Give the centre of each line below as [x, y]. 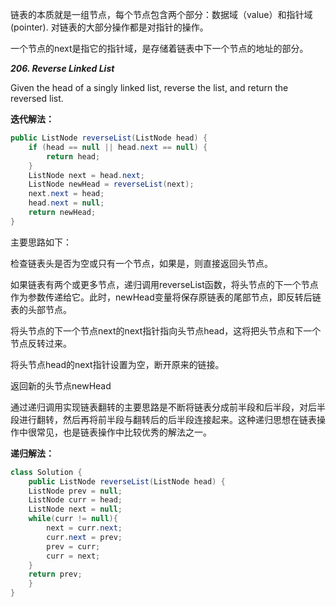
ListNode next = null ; [75, 509]
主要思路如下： [41, 242]
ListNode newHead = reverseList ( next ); [111, 184]
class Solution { [46, 472]
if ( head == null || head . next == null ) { [118, 147]
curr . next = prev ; [84, 537]
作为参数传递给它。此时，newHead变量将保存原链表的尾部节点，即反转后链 [166, 297]
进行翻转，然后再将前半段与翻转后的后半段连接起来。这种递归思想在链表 [167, 419]
